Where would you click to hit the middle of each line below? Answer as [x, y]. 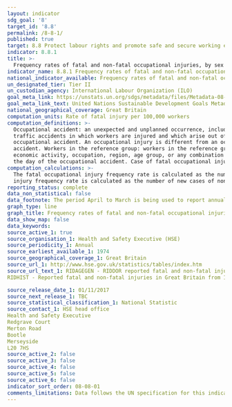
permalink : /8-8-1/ [35, 33]
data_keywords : [29, 226]
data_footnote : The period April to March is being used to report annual [117, 200]
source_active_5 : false [41, 374]
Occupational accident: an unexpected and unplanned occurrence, [109, 129]
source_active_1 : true [40, 233]
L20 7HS [18, 348]
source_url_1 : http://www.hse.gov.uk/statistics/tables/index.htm [105, 264]
